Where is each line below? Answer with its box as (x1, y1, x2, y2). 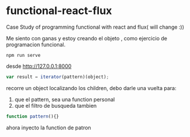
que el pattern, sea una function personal (14, 95, 115, 103)
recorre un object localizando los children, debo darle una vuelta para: (6, 84, 176, 91)
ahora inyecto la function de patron (6, 124, 91, 131)
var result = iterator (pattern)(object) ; (6, 74, 109, 80)
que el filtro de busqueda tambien (14, 102, 97, 109)
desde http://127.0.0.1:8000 (6, 63, 72, 70)
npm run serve (6, 52, 41, 58)
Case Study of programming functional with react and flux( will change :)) (6, 23, 184, 30)
